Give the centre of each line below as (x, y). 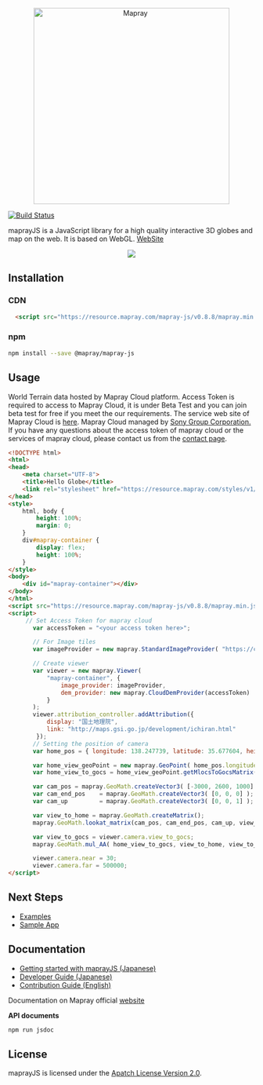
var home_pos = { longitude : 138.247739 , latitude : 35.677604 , (138, 751)
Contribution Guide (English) (65, 985)
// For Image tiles (64, 642)
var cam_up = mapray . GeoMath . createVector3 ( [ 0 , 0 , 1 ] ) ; (143, 802)
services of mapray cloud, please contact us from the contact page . (118, 438)
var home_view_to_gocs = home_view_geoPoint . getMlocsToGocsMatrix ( (145, 773)
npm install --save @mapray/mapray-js (71, 353)
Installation (36, 278)
